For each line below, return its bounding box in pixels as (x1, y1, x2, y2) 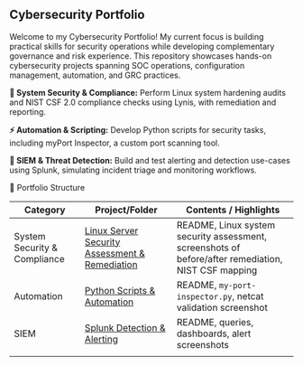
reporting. (9, 106, 47, 117)
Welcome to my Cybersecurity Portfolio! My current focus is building (9, 31, 264, 42)
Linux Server (84, 224, 139, 237)
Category (23, 203, 66, 216)
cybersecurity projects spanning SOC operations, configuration (9, 60, 245, 70)
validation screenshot (176, 301, 268, 314)
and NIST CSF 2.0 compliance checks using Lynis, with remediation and (9, 97, 277, 108)
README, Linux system (176, 219, 276, 231)
